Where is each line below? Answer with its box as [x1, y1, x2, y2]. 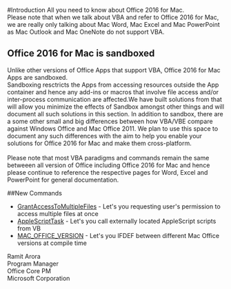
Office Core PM [7, 266, 52, 275]
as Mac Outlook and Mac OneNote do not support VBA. [7, 28, 165, 36]
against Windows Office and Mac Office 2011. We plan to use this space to [7, 124, 219, 133]
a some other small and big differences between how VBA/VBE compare [7, 117, 213, 125]
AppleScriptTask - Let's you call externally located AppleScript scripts [17, 217, 217, 225]
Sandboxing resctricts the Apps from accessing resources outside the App [7, 81, 219, 89]
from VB [17, 224, 41, 233]
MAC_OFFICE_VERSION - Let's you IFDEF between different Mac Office [17, 231, 219, 239]
